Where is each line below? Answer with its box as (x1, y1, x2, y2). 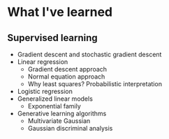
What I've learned (7, 4, 113, 20)
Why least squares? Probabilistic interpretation (27, 80, 163, 88)
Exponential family (27, 102, 82, 110)
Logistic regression (17, 88, 73, 95)
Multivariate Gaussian (27, 117, 91, 125)
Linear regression (17, 58, 68, 66)
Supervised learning (7, 32, 98, 44)
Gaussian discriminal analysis (27, 124, 113, 132)
